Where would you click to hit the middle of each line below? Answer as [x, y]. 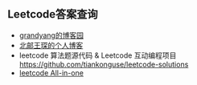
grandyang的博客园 [51, 35]
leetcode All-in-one [51, 73]
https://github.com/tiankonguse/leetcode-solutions [104, 64]
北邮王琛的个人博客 [51, 45]
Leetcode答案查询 [53, 14]
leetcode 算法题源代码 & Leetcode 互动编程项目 [98, 55]
